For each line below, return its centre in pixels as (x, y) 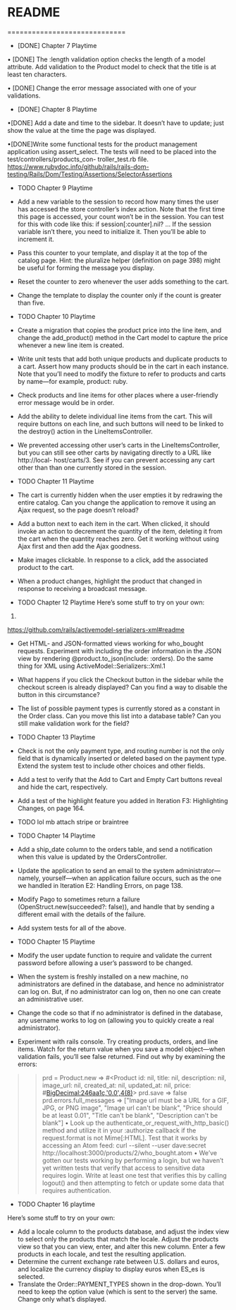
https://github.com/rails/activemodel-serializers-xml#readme (96, 629)
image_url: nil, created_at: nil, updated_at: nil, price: (117, 1085)
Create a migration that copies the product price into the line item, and (119, 330)
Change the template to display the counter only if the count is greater (119, 295)
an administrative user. (50, 999)
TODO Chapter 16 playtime (56, 1204)
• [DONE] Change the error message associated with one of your (102, 88)
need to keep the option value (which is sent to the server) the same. (117, 1292)
